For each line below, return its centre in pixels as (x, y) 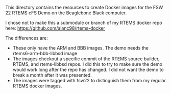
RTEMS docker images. (37, 86)
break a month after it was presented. (52, 75)
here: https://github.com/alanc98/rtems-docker (55, 28)
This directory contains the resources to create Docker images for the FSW (84, 7)
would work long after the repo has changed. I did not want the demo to (88, 69)
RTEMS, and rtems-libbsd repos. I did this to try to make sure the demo (87, 64)
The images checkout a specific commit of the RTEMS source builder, (86, 59)
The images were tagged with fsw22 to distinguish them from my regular (89, 80)
